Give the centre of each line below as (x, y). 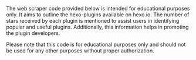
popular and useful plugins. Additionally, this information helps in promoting (97, 27)
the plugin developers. (33, 33)
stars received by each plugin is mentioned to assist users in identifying (93, 21)
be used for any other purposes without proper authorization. (80, 51)
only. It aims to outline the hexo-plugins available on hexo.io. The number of (98, 15)
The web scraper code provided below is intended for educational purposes (98, 8)
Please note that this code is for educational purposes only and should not (96, 44)
